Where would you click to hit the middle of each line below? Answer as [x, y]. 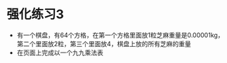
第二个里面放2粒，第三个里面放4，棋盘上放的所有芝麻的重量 [104, 43]
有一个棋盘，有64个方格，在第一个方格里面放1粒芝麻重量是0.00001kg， [120, 35]
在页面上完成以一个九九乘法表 [60, 52]
